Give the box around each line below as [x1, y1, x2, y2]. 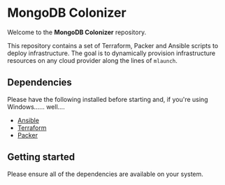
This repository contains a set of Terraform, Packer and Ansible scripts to [7, 41, 219, 50]
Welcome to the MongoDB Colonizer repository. [7, 28, 147, 36]
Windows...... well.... [7, 103, 65, 111]
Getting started [7, 151, 75, 163]
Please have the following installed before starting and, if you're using [7, 95, 208, 103]
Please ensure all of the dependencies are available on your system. [7, 170, 204, 178]
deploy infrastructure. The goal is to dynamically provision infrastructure [7, 49, 216, 57]
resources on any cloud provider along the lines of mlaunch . [7, 56, 178, 64]
